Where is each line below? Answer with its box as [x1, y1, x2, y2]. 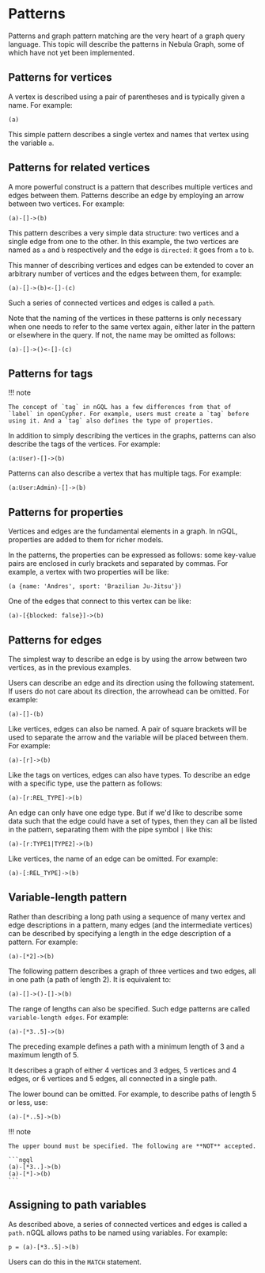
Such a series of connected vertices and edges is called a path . [8, 298, 215, 308]
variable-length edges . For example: [8, 1012, 129, 1022]
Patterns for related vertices [8, 161, 150, 174]
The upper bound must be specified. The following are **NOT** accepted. [8, 1142, 257, 1150]
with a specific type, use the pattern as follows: [8, 778, 163, 788]
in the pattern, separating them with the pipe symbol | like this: [8, 825, 214, 834]
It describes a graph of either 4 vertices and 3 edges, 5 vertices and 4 [8, 1065, 237, 1075]
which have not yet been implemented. [8, 48, 135, 57]
